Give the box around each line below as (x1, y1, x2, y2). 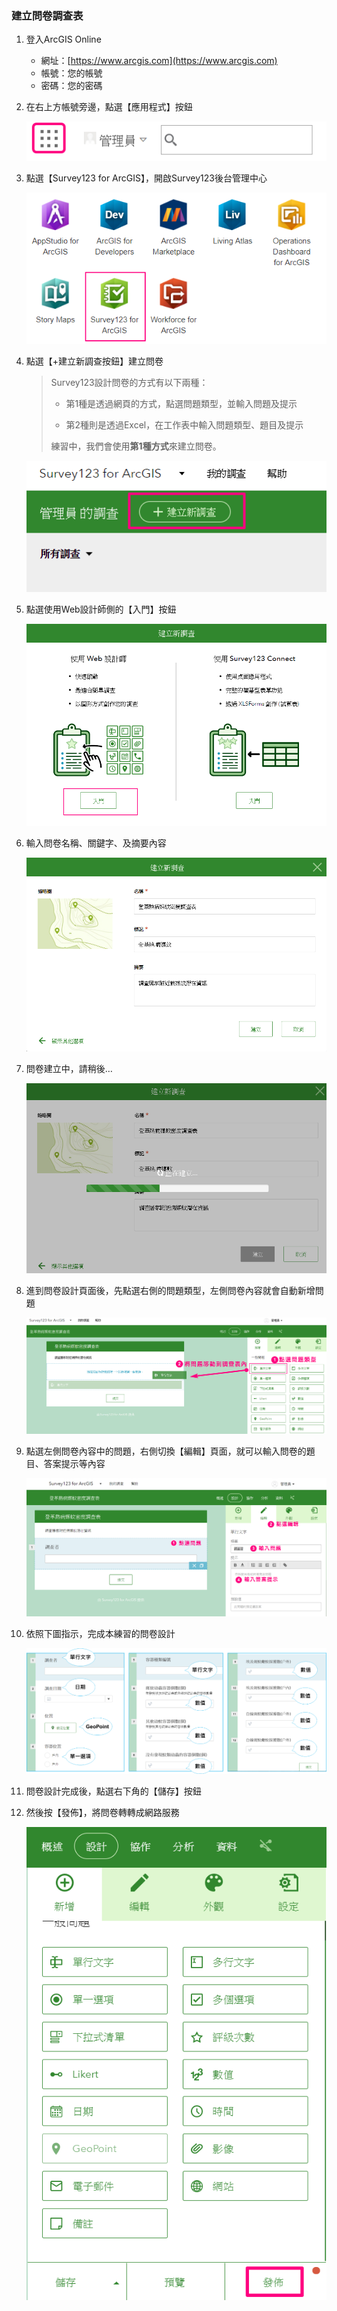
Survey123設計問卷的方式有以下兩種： (50, 376, 209, 388)
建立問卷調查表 (11, 8, 84, 22)
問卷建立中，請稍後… (25, 1062, 113, 1074)
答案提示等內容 (43, 1458, 106, 1470)
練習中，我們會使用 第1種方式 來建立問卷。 (50, 440, 222, 452)
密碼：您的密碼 (40, 80, 103, 92)
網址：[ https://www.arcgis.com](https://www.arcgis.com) (40, 55, 278, 67)
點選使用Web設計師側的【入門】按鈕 (25, 603, 177, 615)
